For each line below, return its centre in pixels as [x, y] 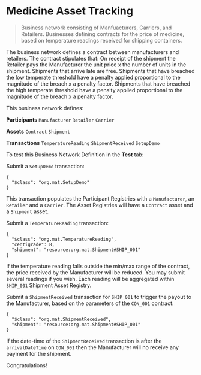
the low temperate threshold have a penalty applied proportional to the [94, 77]
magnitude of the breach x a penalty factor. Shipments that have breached [98, 84]
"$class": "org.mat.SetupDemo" [51, 182]
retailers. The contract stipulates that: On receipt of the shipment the [91, 58]
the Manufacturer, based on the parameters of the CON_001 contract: [90, 303]
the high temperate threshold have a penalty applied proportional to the [94, 90]
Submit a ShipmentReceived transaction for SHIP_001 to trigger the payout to [99, 297]
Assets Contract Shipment [38, 131]
